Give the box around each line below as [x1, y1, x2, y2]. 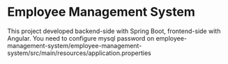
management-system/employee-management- [7, 41, 142, 50]
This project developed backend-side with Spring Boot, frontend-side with [7, 27, 221, 35]
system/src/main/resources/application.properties [7, 49, 151, 57]
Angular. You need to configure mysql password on [7, 34, 155, 42]
